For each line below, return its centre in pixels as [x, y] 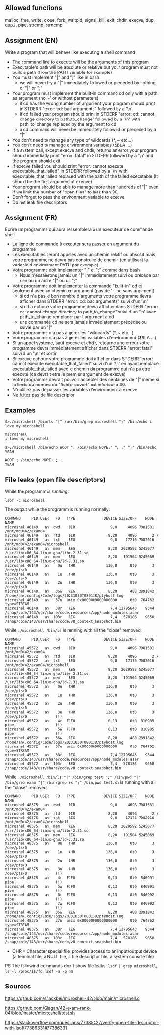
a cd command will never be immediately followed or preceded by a [88, 129]
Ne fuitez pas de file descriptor [43, 395]
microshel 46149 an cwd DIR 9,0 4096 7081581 [80, 527]
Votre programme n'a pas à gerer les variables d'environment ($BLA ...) [84, 338]
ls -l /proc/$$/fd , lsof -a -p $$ [39, 971]
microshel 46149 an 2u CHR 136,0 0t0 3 [80, 583]
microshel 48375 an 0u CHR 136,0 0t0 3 [80, 844]
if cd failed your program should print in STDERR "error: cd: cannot [87, 114]
